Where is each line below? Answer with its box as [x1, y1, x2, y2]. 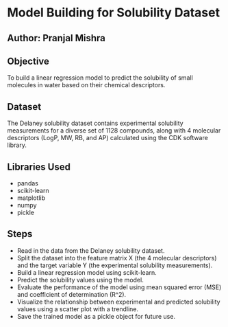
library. [7, 141, 27, 149]
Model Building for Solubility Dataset [7, 5, 220, 21]
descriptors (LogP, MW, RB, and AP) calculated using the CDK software [7, 134, 209, 142]
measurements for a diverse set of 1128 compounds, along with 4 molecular [7, 126, 221, 135]
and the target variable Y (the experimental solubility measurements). [16, 261, 213, 269]
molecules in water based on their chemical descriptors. [7, 81, 166, 89]
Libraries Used [7, 161, 71, 172]
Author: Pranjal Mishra [7, 32, 106, 44]
